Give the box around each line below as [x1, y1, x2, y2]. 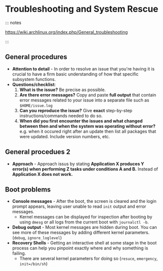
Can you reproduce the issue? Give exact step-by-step [19, 107, 133, 113]
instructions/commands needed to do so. [19, 113, 103, 119]
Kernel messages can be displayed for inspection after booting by [19, 214, 153, 220]
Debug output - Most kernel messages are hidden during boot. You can [12, 224, 158, 230]
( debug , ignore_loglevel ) [12, 235, 62, 241]
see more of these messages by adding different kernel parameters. [12, 229, 150, 236]
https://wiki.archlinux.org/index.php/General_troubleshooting [5, 29, 128, 35]
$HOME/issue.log [19, 103, 53, 108]
